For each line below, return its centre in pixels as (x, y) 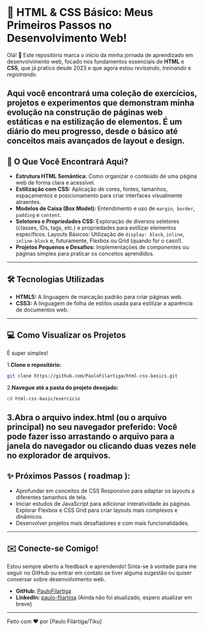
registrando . (22, 74)
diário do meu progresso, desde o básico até (92, 131)
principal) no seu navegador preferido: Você (92, 427)
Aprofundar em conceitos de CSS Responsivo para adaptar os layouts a (105, 491)
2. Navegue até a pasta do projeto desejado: (63, 387)
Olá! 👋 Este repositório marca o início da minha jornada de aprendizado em (100, 55)
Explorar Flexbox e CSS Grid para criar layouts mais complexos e (97, 510)
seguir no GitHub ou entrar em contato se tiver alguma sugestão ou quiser (100, 573)
